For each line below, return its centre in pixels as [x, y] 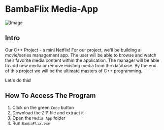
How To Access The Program [50, 96]
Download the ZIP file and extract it [48, 113]
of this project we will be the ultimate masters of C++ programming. [74, 71]
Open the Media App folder [39, 118]
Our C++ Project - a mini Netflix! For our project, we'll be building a [73, 50]
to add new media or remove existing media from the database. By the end [81, 65]
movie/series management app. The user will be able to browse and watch [81, 55]
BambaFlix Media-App [52, 9]
